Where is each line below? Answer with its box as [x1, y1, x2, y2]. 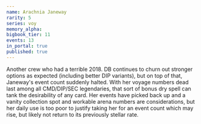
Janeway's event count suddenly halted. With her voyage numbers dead [6, 78, 189, 86]
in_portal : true [6, 43, 48, 49]
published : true [6, 49, 48, 55]
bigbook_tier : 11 [6, 32, 51, 38]
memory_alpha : [6, 26, 43, 32]
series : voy [6, 20, 37, 26]
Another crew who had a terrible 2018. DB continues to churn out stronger [6, 65, 193, 73]
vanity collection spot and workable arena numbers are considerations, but [6, 98, 196, 105]
